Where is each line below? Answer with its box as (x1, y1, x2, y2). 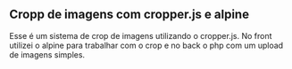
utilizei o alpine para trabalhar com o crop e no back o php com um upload (9, 40, 284, 50)
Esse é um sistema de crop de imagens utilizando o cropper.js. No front (9, 30, 272, 41)
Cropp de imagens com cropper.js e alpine (9, 7, 250, 22)
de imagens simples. (9, 49, 86, 60)
